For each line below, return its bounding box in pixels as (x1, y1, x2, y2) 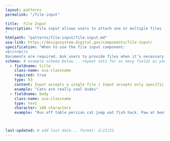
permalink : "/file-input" (5, 12, 60, 17)
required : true (14, 73, 47, 78)
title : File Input (5, 21, 47, 26)
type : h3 (14, 78, 33, 83)
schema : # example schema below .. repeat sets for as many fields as (5, 58, 157, 63)
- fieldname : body (10, 91, 49, 96)
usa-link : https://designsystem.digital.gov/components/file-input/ (5, 40, 153, 45)
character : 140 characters (14, 105, 71, 111)
